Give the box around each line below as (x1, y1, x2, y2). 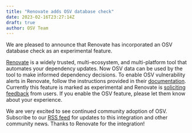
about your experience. (6, 97, 63, 104)
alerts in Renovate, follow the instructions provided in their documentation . (6, 78, 187, 85)
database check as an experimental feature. (6, 48, 113, 55)
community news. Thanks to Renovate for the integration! (6, 120, 145, 127)
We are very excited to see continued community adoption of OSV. (6, 108, 167, 115)
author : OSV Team (6, 25, 49, 31)
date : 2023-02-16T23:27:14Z (6, 14, 75, 20)
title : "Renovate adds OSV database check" (6, 8, 114, 15)
